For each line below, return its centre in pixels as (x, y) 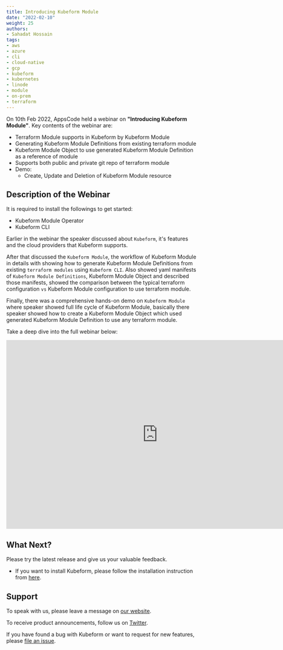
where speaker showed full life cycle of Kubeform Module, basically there (98, 307)
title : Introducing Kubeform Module (52, 12)
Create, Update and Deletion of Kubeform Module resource (98, 175)
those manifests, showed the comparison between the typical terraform (96, 283)
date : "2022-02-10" (31, 18)
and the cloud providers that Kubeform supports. (67, 245)
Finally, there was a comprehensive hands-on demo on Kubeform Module (96, 301)
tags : (13, 40)
